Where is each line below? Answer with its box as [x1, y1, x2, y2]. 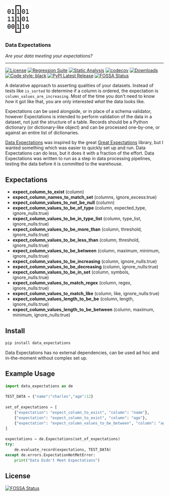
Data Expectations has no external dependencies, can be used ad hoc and [5, 349, 159, 356]
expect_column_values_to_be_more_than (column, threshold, [12, 226, 142, 233]
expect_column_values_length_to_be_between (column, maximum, [12, 307, 155, 313]
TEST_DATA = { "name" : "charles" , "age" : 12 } [5, 394, 94, 399]
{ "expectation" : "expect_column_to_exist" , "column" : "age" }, [14, 415, 147, 420]
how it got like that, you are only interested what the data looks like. [5, 99, 145, 105]
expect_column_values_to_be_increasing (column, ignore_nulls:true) [12, 258, 157, 264]
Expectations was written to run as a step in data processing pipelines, [5, 156, 152, 162]
